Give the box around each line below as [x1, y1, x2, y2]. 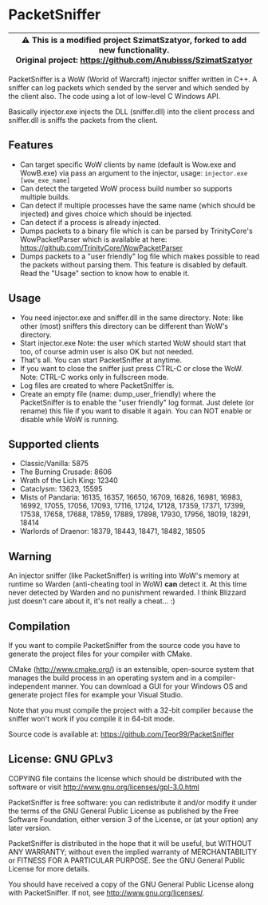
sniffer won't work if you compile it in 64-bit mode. [8, 714, 175, 723]
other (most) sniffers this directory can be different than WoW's [19, 321, 229, 330]
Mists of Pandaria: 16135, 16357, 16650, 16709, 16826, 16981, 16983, [19, 492, 242, 502]
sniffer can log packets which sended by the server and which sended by [8, 82, 250, 93]
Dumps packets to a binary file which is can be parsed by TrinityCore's [19, 226, 253, 235]
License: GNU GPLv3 [8, 753, 113, 766]
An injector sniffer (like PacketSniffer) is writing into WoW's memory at [8, 571, 239, 580]
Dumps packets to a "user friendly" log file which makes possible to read [19, 251, 260, 261]
